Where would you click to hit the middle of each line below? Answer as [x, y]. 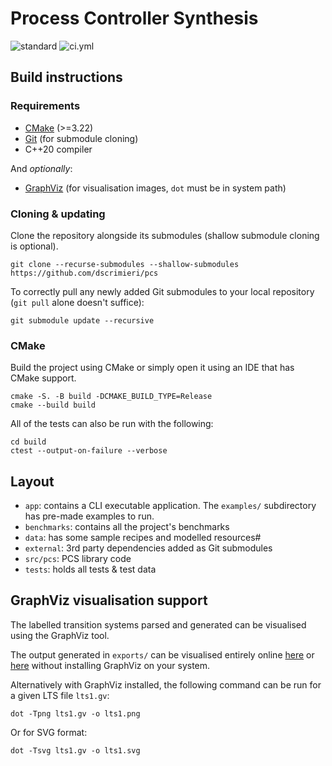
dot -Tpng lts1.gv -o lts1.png [75, 713]
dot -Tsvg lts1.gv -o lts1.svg [75, 750]
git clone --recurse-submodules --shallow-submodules [125, 264]
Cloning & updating [58, 214]
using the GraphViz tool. [60, 635]
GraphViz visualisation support [109, 600]
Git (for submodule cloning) [81, 138]
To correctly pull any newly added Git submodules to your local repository [162, 291]
